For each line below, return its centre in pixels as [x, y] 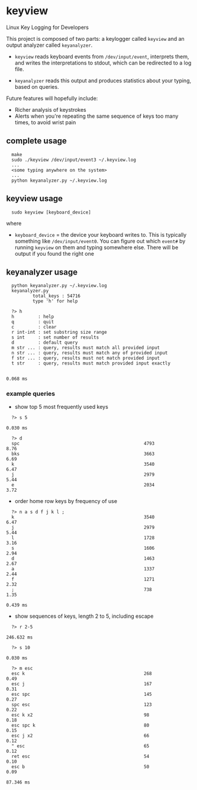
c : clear [34, 327]
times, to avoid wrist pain [45, 122]
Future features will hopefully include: [52, 98]
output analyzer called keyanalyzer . [49, 45]
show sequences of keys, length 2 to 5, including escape [84, 616]
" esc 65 [80, 746]
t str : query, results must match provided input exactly [91, 363]
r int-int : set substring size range [59, 333]
